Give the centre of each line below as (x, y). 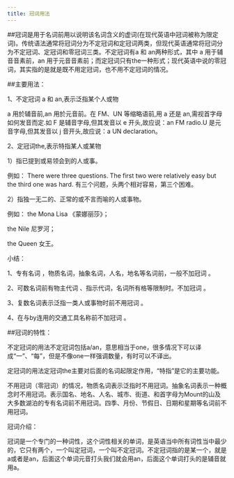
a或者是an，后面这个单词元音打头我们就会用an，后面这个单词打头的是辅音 (114, 458)
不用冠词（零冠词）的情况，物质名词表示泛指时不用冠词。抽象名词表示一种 (114, 385)
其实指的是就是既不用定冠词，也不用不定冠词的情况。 (95, 69)
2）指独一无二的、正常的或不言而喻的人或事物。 (76, 199)
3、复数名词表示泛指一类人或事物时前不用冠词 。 (77, 302)
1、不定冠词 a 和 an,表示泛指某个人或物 (63, 99)
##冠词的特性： (30, 332)
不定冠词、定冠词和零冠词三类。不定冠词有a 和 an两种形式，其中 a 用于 (115, 52)
